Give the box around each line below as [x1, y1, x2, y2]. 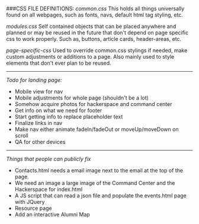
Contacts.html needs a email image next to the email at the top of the [14, 167, 184, 174]
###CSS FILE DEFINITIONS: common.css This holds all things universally [6, 5, 185, 12]
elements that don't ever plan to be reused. [6, 59, 111, 66]
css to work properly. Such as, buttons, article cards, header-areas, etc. [6, 36, 182, 42]
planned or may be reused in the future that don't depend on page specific [6, 29, 188, 36]
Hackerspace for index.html [14, 186, 83, 193]
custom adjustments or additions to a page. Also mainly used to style [6, 53, 175, 60]
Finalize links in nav [14, 120, 63, 126]
